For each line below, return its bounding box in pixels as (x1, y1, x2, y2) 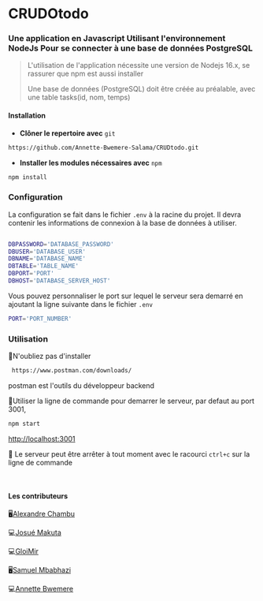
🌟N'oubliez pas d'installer (8, 352, 91, 361)
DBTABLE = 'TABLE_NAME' (8, 262, 80, 271)
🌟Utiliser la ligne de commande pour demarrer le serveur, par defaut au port (8, 396, 254, 406)
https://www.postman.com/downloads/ (11, 367, 132, 375)
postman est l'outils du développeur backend (8, 381, 155, 390)
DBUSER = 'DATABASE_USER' (8, 248, 87, 256)
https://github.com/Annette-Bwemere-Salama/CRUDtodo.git (8, 144, 199, 151)
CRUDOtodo (8, 5, 89, 23)
